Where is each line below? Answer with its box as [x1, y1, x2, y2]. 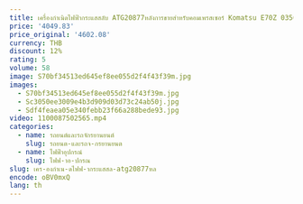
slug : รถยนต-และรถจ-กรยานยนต [25, 139, 123, 148]
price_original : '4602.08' [9, 30, 111, 39]
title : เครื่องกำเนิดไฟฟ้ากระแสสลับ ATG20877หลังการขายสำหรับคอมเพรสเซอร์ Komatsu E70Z [9, 13, 278, 23]
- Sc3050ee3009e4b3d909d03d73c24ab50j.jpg [17, 97, 179, 107]
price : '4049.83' [9, 22, 75, 31]
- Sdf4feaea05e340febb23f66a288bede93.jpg [17, 106, 179, 115]
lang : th [9, 181, 42, 190]
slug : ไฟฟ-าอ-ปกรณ [25, 155, 91, 165]
